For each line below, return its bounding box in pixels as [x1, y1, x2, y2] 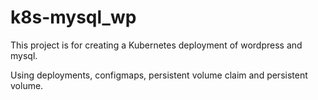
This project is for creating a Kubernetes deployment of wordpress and [10, 39, 303, 51]
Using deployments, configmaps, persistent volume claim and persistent [10, 69, 308, 81]
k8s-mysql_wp [10, 6, 137, 29]
